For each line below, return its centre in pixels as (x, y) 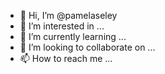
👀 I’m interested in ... (62, 26)
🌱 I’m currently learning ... (73, 36)
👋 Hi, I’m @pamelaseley (68, 15)
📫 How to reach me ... (66, 58)
